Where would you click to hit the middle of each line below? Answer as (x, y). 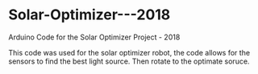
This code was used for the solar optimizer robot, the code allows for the (129, 52)
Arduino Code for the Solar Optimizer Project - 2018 (94, 37)
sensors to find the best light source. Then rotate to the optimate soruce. (129, 61)
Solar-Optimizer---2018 (89, 15)
